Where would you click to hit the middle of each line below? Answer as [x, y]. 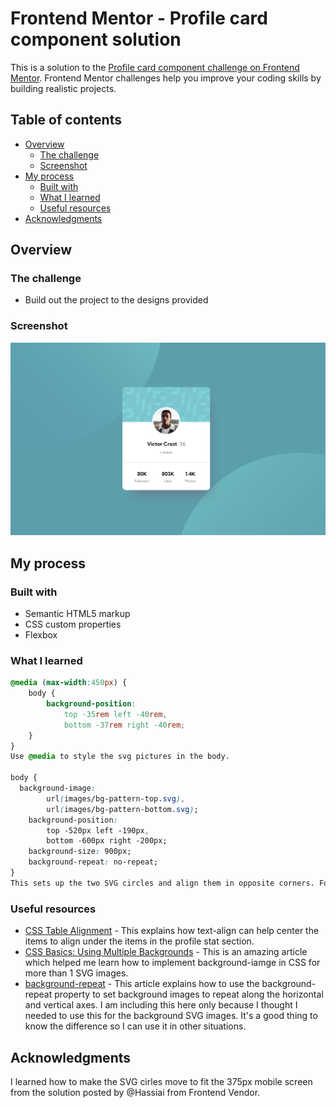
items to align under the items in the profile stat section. [139, 941]
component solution [96, 39]
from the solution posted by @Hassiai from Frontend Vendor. [135, 1092]
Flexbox [41, 635]
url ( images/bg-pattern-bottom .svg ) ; [122, 809]
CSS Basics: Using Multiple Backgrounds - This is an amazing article [166, 952]
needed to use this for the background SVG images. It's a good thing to [171, 1016]
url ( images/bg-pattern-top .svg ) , [116, 798]
